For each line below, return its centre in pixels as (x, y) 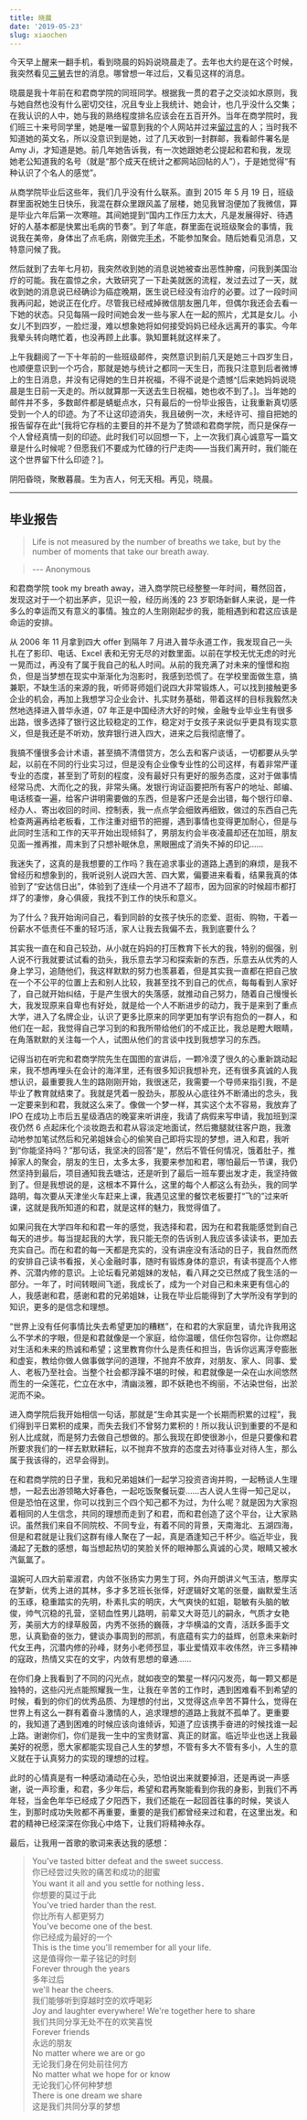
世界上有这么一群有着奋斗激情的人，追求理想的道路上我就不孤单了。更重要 (149, 1713)
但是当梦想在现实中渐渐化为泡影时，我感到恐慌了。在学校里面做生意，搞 (161, 676)
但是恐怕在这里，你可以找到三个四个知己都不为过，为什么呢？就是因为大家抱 (153, 1502)
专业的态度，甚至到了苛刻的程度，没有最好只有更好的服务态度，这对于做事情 (153, 776)
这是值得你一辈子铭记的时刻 (84, 1958)
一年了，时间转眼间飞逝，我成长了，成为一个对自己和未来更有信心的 (161, 1284)
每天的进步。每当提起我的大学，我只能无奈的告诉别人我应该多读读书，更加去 (153, 1239)
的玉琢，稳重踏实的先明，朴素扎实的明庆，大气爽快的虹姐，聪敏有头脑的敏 (149, 1602)
